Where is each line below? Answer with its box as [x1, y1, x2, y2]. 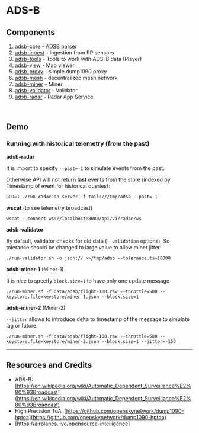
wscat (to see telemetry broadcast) [6, 204, 93, 211]
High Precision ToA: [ [14, 407, 66, 415]
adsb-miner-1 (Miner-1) [6, 265, 64, 272]
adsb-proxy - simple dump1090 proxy [14, 68, 107, 75]
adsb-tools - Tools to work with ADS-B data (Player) [14, 56, 142, 62]
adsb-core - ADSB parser [14, 43, 78, 50]
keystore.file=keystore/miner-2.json [6, 338, 99, 344]
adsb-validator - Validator [14, 87, 78, 94]
